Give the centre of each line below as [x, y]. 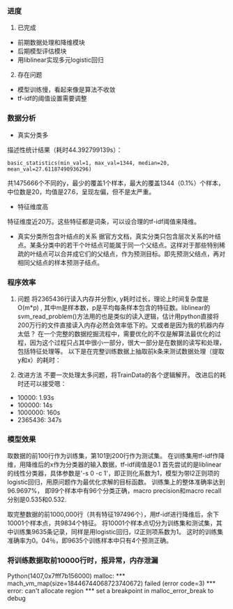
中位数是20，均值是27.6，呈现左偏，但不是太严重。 [81, 192]
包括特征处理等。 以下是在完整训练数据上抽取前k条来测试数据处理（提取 [121, 351]
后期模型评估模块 [42, 51]
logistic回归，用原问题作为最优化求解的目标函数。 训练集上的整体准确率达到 [116, 482]
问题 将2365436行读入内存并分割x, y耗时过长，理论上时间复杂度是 [113, 299]
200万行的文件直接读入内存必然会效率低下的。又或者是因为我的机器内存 [121, 325]
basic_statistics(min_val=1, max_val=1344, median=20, [89, 163]
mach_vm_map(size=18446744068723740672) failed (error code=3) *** [112, 583]
